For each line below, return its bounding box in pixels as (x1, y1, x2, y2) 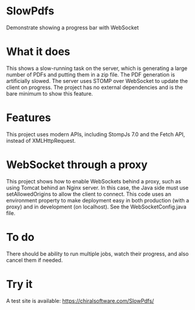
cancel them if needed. (6, 256, 63, 263)
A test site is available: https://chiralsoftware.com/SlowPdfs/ (6, 297, 154, 304)
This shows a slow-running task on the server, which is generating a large (6, 65, 188, 72)
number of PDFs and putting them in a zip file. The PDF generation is (6, 70, 175, 78)
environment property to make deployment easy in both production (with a (6, 197, 190, 204)
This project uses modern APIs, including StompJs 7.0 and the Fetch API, (6, 130, 185, 138)
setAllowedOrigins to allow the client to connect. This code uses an (6, 190, 172, 198)
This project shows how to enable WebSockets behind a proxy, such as (6, 177, 181, 185)
